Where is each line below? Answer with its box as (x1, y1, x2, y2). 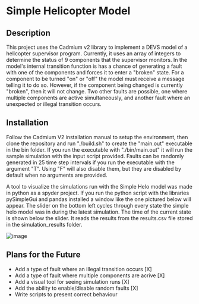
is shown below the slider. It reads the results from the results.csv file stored (6, 214, 193, 221)
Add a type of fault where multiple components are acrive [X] (14, 272, 165, 279)
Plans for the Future (6, 250, 81, 260)
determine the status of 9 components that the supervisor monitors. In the (6, 57, 188, 63)
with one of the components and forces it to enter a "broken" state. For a (6, 69, 184, 76)
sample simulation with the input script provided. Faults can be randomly (6, 152, 184, 159)
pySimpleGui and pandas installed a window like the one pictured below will (6, 195, 192, 203)
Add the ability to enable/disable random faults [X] (14, 284, 138, 292)
